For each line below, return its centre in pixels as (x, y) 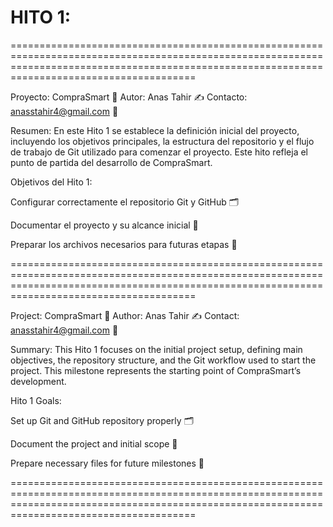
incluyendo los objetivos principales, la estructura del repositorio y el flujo (162, 141)
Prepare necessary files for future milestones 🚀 (107, 463)
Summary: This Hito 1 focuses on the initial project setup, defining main (156, 349)
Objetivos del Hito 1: (51, 182)
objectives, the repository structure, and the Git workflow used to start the (163, 360)
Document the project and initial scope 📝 (94, 443)
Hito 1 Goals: (36, 400)
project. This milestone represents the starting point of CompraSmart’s (156, 370)
